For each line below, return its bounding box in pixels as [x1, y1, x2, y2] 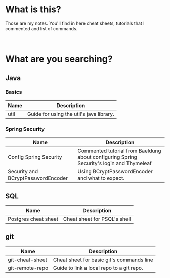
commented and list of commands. [5, 25, 78, 31]
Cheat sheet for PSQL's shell [63, 215, 131, 222]
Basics [5, 89, 22, 96]
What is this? [5, 4, 62, 15]
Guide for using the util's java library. [27, 110, 115, 117]
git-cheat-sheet [8, 256, 47, 263]
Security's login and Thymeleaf [77, 160, 152, 167]
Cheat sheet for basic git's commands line [53, 256, 153, 263]
